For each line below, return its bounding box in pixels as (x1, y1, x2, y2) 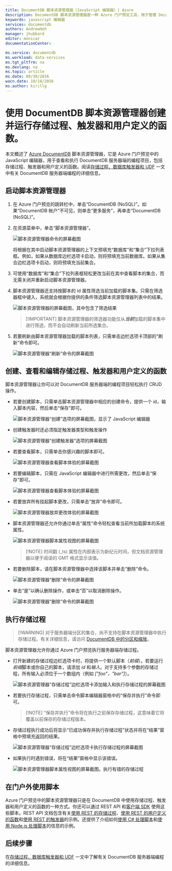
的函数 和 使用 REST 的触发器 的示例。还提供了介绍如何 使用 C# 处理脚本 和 (5, 816, 158, 822)
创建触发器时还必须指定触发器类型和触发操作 (12, 427, 107, 433)
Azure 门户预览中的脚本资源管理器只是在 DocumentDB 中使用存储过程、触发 (5, 797, 166, 803)
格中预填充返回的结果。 (12, 734, 62, 740)
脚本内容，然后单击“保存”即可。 (17, 405, 84, 411)
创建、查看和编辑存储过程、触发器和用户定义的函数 (5, 367, 167, 375)
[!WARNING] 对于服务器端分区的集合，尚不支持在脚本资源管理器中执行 (17, 630, 166, 636)
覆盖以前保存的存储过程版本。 (25, 716, 89, 722)
